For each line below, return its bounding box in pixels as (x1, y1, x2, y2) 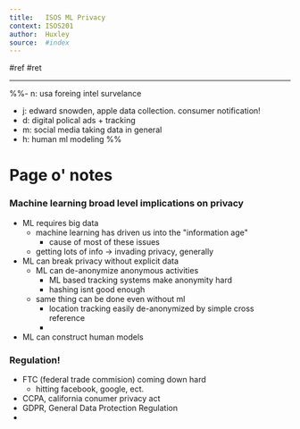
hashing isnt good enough (48, 283, 146, 295)
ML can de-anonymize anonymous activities (35, 265, 199, 275)
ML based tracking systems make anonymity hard (48, 274, 233, 285)
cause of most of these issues (48, 236, 161, 247)
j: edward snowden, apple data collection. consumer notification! (21, 105, 261, 116)
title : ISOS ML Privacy (9, 13, 105, 22)
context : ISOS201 (9, 21, 74, 30)
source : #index (9, 38, 70, 47)
